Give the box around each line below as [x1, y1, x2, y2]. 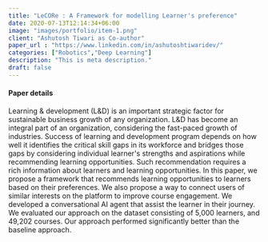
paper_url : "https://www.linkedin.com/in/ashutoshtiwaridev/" [8, 42, 224, 50]
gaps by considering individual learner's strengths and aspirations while [8, 149, 246, 158]
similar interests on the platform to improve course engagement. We [8, 191, 233, 200]
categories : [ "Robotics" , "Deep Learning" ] [8, 49, 152, 57]
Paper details [8, 89, 54, 98]
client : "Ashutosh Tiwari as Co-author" [8, 34, 146, 42]
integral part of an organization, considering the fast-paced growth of [8, 123, 238, 133]
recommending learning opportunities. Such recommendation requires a [8, 157, 246, 166]
